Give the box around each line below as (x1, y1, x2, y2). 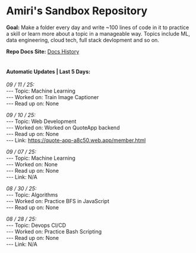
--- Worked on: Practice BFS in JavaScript (6, 198, 110, 205)
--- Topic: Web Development (6, 118, 77, 125)
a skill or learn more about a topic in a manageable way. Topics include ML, (6, 30, 190, 37)
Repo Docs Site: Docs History (6, 48, 80, 55)
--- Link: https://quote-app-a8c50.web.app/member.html (6, 137, 146, 144)
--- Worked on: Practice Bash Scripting (6, 228, 102, 235)
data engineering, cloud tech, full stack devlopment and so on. (6, 36, 159, 43)
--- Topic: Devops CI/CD (6, 222, 67, 229)
